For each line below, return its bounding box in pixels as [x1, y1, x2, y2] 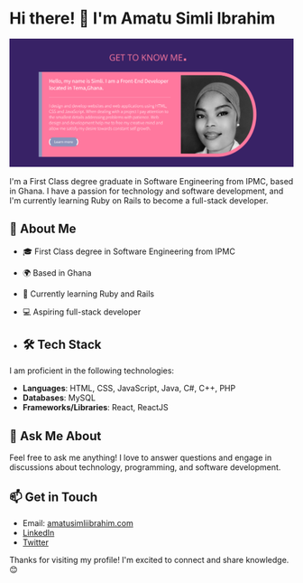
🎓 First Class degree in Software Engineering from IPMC [22, 246, 236, 257]
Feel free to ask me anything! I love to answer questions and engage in [9, 452, 272, 464]
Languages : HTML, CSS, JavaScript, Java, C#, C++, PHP [22, 383, 236, 394]
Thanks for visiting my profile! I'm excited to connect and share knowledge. [9, 555, 289, 566]
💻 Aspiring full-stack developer [22, 306, 142, 317]
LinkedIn [22, 528, 55, 539]
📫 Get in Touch [9, 489, 98, 504]
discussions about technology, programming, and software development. [9, 462, 281, 473]
